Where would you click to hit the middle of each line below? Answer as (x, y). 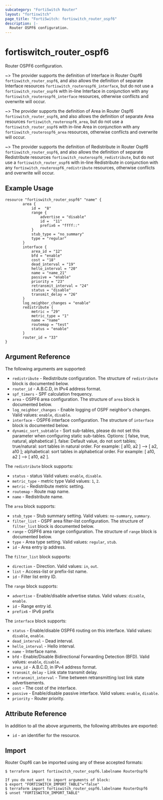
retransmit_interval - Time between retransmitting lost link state (78, 677)
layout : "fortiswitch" (28, 14)
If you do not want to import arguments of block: (58, 780)
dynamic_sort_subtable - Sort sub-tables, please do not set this (76, 431)
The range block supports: (31, 586)
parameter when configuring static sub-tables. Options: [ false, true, (81, 435)
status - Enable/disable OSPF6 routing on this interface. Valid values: (82, 630)
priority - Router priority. (38, 698)
